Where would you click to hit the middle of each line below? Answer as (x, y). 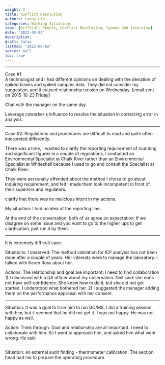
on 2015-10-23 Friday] (27, 95)
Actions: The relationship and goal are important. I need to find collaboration (82, 272)
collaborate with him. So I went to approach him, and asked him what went (80, 333)
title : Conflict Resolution (34, 14)
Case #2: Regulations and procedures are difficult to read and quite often (79, 134)
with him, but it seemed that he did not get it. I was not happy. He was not (80, 313)
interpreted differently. (28, 139)
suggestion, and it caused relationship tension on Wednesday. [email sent (80, 90)
